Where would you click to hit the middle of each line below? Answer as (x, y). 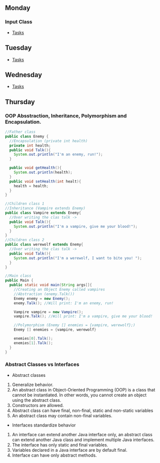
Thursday (20, 102)
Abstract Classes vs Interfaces (42, 365)
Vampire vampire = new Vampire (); (48, 312)
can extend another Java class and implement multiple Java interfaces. (83, 440)
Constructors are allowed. (38, 405)
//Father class (20, 132)
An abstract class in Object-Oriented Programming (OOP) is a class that (83, 389)
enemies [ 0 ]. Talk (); (33, 338)
